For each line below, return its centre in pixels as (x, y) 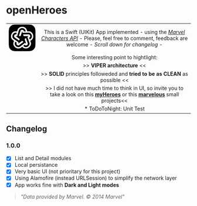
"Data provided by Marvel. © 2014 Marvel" (72, 197)
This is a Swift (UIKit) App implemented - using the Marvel (114, 32)
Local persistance (36, 165)
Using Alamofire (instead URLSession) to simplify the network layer (96, 178)
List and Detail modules (43, 158)
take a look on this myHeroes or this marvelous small (114, 94)
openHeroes (37, 10)
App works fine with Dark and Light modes (67, 185)
